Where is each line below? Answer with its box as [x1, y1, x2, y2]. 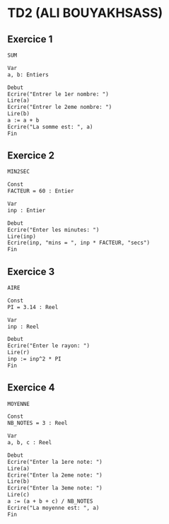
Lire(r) [7, 349, 30, 356]
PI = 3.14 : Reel [7, 303, 59, 310]
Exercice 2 [7, 150, 55, 162]
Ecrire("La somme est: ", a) [7, 123, 93, 130]
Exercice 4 [7, 382, 55, 394]
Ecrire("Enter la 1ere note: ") [7, 458, 103, 465]
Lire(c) [7, 491, 30, 499]
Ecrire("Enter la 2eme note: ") [7, 472, 103, 479]
